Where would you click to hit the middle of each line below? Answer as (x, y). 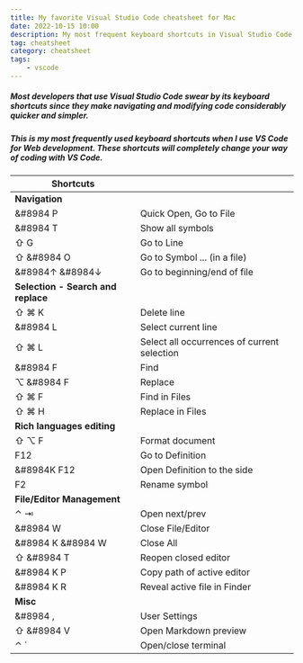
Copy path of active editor (195, 572)
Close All (159, 543)
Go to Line (161, 243)
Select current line (179, 327)
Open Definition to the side (196, 470)
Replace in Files (173, 412)
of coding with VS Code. (57, 157)
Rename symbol (174, 485)
